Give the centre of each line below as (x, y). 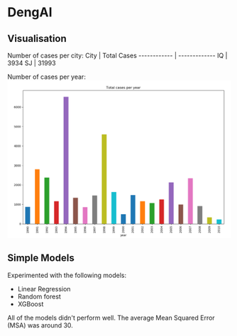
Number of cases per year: (47, 77)
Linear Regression (44, 289)
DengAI (30, 12)
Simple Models (41, 258)
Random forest (39, 296)
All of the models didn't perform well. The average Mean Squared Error (111, 318)
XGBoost (31, 304)
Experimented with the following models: (67, 275)
